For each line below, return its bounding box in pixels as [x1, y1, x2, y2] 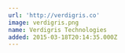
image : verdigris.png [8, 19, 79, 26]
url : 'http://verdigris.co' [8, 11, 101, 19]
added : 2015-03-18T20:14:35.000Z [8, 33, 118, 41]
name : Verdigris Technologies [8, 26, 108, 34]
